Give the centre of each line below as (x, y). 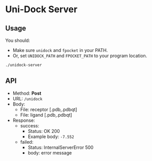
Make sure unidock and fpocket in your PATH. (60, 50)
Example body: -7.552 (51, 137)
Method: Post (27, 93)
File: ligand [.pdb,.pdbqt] (46, 115)
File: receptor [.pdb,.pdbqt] (49, 109)
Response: (24, 120)
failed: (27, 142)
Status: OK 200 (44, 131)
